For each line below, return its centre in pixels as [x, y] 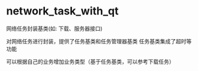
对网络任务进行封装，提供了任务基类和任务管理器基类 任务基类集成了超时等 [99, 41]
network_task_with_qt [62, 11]
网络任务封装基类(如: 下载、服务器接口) [55, 28]
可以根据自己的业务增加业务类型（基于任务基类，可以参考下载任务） [90, 61]
